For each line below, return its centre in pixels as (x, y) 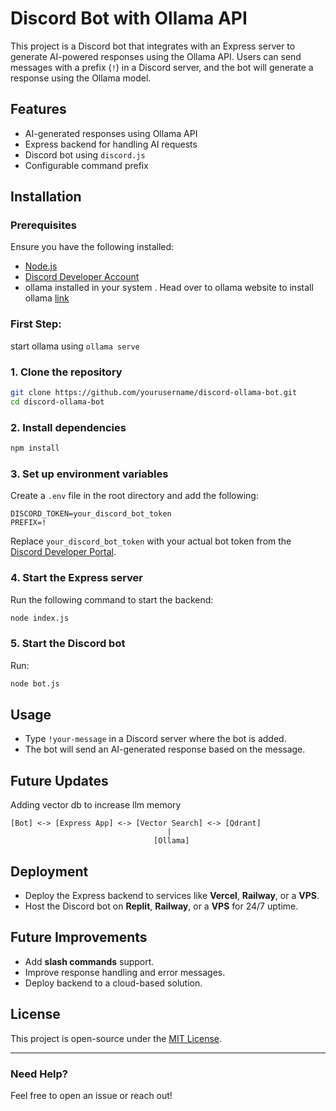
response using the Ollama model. (81, 78)
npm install (35, 448)
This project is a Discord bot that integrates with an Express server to (153, 46)
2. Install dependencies (68, 427)
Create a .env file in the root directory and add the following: (134, 496)
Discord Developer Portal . (63, 552)
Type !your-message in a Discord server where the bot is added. (155, 739)
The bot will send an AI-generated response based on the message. (165, 749)
